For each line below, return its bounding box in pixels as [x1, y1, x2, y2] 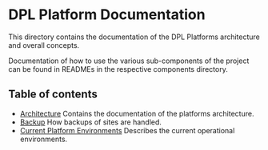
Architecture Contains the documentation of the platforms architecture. [19, 109, 254, 118]
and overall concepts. [8, 40, 80, 49]
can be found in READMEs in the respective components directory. [8, 64, 228, 73]
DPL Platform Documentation [8, 6, 206, 24]
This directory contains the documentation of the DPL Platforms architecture [8, 32, 260, 41]
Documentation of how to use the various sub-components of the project [8, 56, 250, 65]
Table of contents [8, 88, 98, 101]
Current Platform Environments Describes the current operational [19, 125, 235, 135]
